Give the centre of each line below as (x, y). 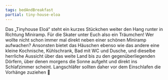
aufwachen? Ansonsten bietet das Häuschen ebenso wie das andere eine (82, 45)
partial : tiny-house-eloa (33, 15)
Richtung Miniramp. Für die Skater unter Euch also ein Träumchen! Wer (80, 34)
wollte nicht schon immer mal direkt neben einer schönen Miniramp (76, 40)
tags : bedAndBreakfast (29, 10)
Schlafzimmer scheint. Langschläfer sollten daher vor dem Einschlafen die (83, 67)
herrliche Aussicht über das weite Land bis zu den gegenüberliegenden (80, 56)
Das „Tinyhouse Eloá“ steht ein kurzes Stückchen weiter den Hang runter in (84, 29)
